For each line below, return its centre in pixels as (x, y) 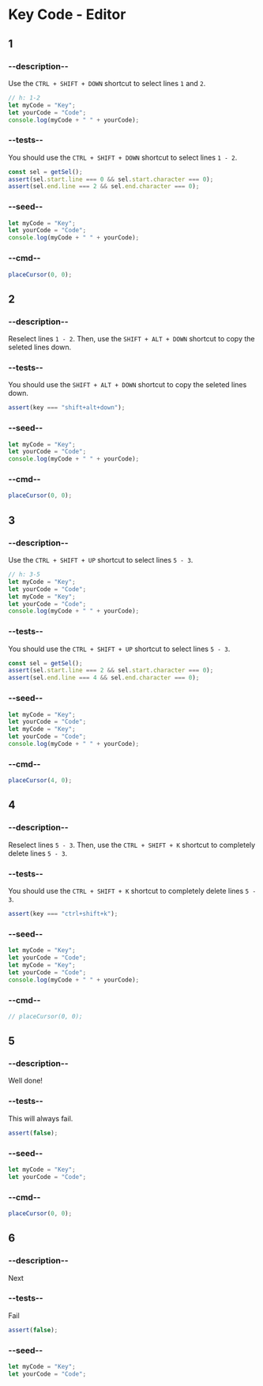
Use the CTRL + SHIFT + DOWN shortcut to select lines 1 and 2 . (107, 83)
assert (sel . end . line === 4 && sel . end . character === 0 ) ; (104, 678)
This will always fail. (41, 1118)
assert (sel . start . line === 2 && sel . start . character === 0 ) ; (111, 670)
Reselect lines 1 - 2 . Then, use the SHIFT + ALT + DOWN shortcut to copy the (131, 339)
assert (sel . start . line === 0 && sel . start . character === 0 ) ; (111, 179)
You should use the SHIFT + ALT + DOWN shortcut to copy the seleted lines (128, 385)
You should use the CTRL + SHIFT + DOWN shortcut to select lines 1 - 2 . (123, 157)
